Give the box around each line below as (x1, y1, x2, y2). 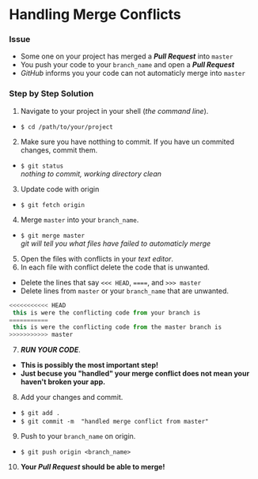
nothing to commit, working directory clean (20, 168, 161, 179)
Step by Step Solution (9, 89, 94, 100)
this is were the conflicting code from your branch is (12, 308, 201, 317)
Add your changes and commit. (20, 393, 123, 402)
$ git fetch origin (20, 201, 85, 209)
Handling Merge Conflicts (9, 6, 181, 24)
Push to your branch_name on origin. (20, 432, 136, 441)
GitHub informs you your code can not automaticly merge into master (20, 69, 246, 78)
